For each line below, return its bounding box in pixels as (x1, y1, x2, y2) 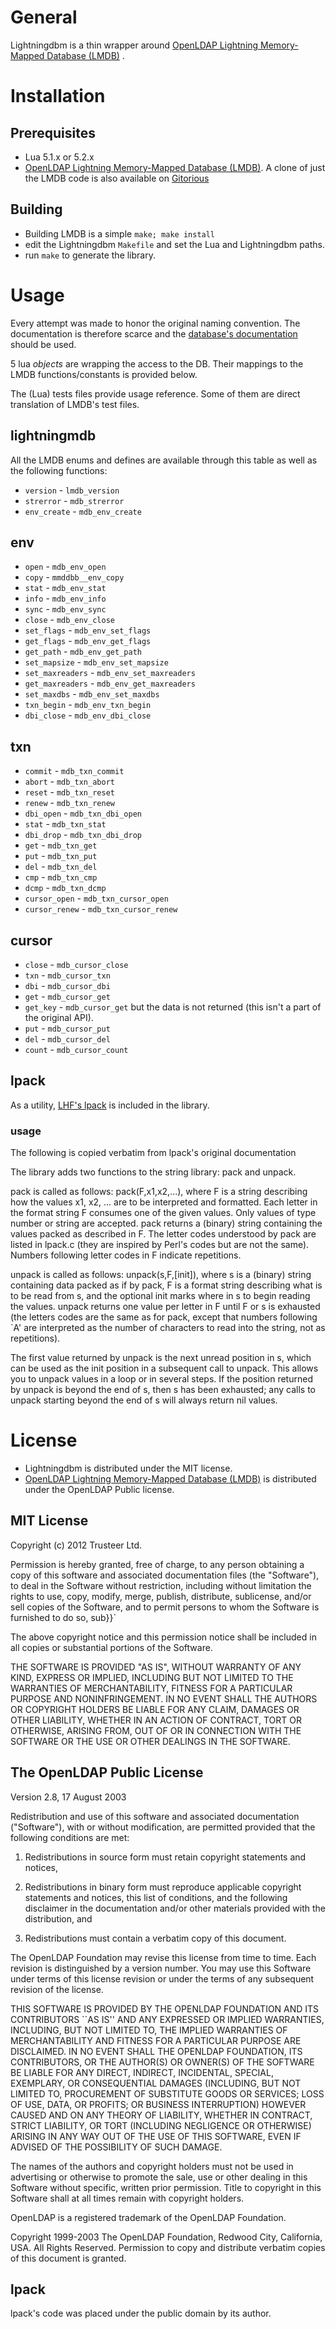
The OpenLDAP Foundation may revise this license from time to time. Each (10, 1951, 317, 1963)
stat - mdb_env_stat (24, 582, 107, 594)
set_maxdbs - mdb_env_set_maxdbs (24, 688, 160, 700)
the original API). (24, 1011, 94, 1023)
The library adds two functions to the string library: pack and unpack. (10, 1166, 297, 1178)
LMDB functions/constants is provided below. (10, 368, 198, 380)
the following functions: (10, 464, 108, 476)
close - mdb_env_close (24, 614, 115, 626)
